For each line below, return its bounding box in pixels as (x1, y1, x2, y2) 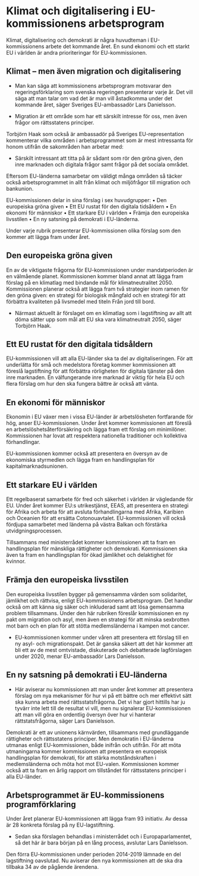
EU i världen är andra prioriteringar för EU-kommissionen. (6, 49, 147, 56)
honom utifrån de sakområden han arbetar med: (6, 143, 124, 150)
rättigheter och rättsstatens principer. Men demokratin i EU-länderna (6, 735, 174, 742)
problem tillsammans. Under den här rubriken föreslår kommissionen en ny (6, 609, 189, 616)
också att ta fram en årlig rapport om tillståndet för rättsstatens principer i (6, 767, 187, 774)
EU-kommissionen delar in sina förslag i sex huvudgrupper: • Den (6, 196, 167, 203)
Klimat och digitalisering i (6, 4, 135, 18)
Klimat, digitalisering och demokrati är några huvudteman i (6, 36, 150, 43)
